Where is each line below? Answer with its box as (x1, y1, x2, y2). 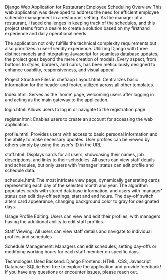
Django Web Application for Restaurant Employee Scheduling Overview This (5, 4, 162, 10)
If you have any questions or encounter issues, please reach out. (5, 269, 138, 275)
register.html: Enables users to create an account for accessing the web (5, 116, 153, 122)
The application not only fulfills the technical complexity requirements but (5, 40, 156, 46)
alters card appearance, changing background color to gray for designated (5, 198, 159, 204)
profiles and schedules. (5, 234, 53, 239)
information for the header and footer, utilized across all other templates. (5, 82, 155, 88)
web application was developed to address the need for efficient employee (5, 9, 159, 15)
